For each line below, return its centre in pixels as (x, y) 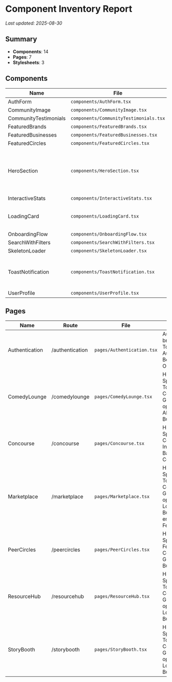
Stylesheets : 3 (28, 62)
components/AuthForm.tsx (101, 101)
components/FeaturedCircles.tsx (110, 143)
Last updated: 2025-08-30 (34, 23)
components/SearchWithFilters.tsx (113, 242)
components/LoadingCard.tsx (105, 216)
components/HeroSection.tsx (105, 170)
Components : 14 (30, 51)
